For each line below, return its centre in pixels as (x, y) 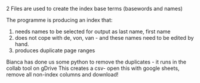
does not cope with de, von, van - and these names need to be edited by (104, 38)
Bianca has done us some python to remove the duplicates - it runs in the (96, 62)
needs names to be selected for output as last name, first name (93, 31)
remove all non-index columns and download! (62, 74)
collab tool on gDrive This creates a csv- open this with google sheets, (93, 68)
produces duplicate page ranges (55, 50)
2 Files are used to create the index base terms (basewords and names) (95, 9)
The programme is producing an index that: (59, 20)
